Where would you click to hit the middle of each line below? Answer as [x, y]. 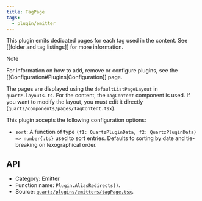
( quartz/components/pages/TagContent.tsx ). [61, 108]
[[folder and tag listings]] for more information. [65, 47]
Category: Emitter [37, 179]
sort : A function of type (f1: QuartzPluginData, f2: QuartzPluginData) [106, 132]
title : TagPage [26, 12]
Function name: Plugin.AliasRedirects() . [67, 185]
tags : [13, 18]
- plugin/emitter [34, 23]
